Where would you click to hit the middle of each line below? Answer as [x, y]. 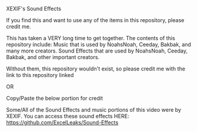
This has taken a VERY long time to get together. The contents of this [91, 38]
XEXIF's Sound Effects [34, 9]
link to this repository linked [40, 75]
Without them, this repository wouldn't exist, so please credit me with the [96, 69]
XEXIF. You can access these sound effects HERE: [68, 116]
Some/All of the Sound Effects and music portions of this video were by [94, 110]
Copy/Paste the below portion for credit [54, 98]
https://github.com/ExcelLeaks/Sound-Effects [62, 122]
